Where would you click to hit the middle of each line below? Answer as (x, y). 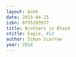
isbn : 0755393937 (28, 23)
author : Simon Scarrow (34, 39)
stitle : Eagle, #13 (30, 34)
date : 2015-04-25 (28, 17)
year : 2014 (20, 45)
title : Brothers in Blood (38, 28)
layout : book (22, 12)
